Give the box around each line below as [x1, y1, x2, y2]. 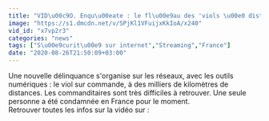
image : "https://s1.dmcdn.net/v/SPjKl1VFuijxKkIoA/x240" [8, 19, 203, 27]
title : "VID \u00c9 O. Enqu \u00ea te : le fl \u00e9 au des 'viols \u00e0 [8, 11, 246, 20]
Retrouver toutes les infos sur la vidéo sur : [8, 105, 150, 115]
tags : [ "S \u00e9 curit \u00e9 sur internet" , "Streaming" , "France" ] [8, 42, 231, 50]
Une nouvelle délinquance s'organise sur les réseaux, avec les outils [8, 71, 234, 80]
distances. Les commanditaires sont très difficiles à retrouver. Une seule [8, 88, 247, 97]
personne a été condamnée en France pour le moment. [8, 97, 191, 106]
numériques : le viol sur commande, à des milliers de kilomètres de [8, 79, 229, 89]
